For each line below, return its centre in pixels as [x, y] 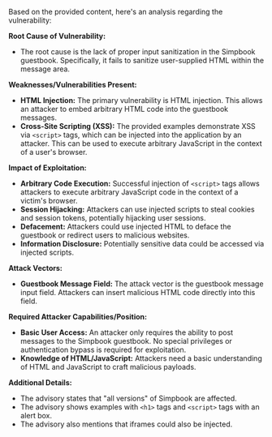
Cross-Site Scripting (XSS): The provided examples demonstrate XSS [138, 126]
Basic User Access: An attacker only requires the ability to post [127, 332]
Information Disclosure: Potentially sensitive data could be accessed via [142, 244]
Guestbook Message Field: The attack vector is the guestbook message [142, 284]
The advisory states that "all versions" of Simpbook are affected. [128, 398]
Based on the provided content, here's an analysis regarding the [116, 12]
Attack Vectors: [36, 268]
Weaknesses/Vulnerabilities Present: [73, 85]
